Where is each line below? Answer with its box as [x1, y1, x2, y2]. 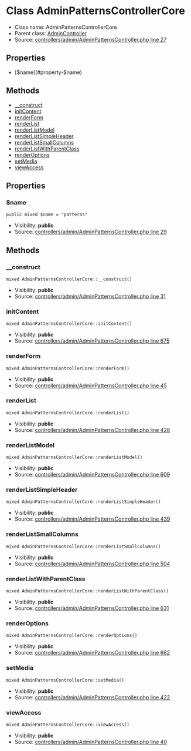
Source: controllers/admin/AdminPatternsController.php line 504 [14, 560, 170, 567]
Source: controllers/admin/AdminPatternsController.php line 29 [14, 228, 167, 236]
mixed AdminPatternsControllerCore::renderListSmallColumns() [6, 544, 161, 549]
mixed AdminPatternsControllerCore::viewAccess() [6, 722, 130, 727]
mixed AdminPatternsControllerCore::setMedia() [6, 677, 125, 683]
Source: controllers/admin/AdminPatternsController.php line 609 [14, 471, 170, 478]
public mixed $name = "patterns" [6, 212, 88, 218]
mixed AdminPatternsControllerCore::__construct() [6, 276, 132, 282]
